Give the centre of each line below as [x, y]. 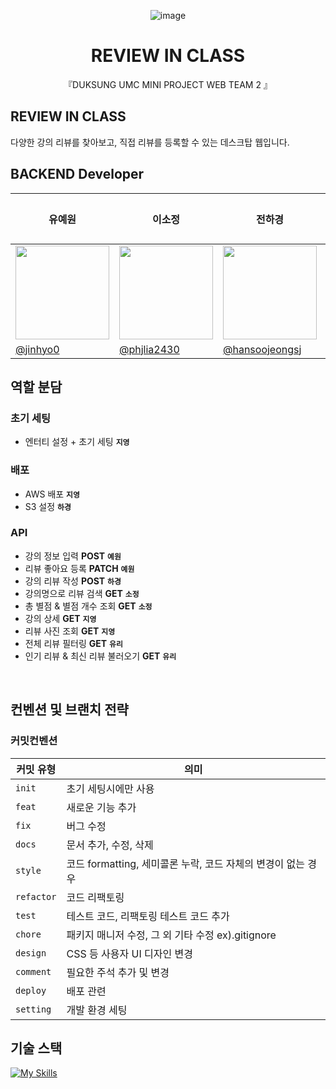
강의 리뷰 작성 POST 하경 [73, 581]
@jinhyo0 [37, 349]
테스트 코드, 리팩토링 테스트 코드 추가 [148, 916]
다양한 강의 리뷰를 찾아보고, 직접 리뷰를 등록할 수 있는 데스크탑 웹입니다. [150, 142]
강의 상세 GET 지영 [60, 618]
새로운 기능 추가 [101, 807]
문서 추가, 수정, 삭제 [110, 845]
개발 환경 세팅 [97, 1010]
